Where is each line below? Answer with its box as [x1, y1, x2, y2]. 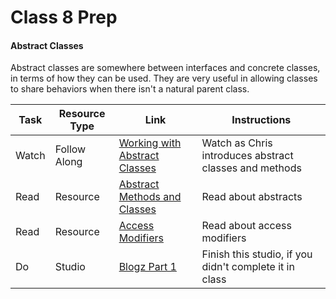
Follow [54, 142, 87, 156]
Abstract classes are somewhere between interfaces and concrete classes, [10, 62, 321, 74]
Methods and [118, 190, 182, 204]
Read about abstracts [201, 190, 303, 204]
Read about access [201, 219, 292, 233]
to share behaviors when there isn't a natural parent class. [10, 83, 250, 95]
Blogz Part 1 [118, 260, 177, 274]
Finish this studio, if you [201, 247, 313, 261]
